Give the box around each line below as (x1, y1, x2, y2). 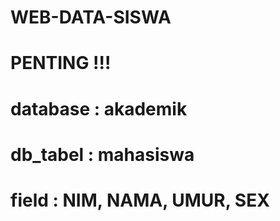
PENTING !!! (10, 52, 112, 75)
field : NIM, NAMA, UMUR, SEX (10, 189, 270, 211)
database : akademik (10, 97, 188, 120)
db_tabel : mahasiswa (10, 143, 195, 166)
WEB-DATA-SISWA (10, 6, 172, 29)
